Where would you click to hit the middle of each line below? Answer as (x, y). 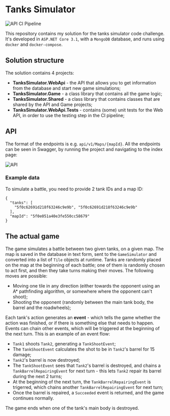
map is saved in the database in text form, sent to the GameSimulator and (81, 254)
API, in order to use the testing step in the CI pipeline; (68, 115)
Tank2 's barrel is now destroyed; (46, 360)
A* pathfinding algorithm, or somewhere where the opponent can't (82, 291)
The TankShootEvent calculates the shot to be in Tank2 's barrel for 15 (84, 349)
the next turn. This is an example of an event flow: (58, 334)
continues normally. (33, 398)
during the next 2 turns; (37, 376)
